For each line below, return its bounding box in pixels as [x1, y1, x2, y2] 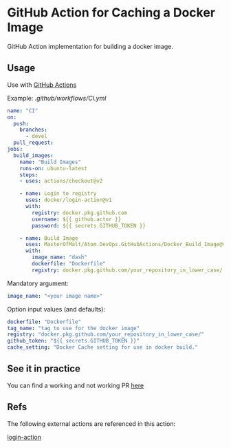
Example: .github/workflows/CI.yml [7, 94, 107, 102]
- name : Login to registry [19, 190, 97, 197]
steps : [19, 171, 38, 179]
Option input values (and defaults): [7, 305, 105, 313]
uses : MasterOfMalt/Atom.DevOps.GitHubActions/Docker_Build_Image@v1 [25, 241, 229, 248]
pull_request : [13, 139, 54, 146]
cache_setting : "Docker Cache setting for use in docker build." [7, 344, 198, 351]
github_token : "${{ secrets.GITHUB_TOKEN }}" [7, 338, 140, 345]
